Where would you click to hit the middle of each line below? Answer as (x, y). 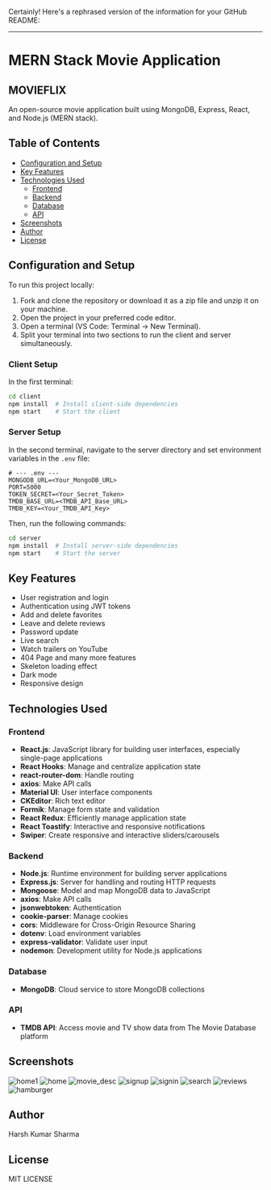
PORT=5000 (25, 487)
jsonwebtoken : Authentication (71, 908)
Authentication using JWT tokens (75, 606)
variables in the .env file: (49, 458)
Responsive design (52, 683)
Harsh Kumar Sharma (44, 1134)
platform (34, 1036)
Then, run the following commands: (67, 523)
